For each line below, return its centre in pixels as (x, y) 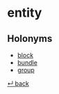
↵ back (18, 84)
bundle (27, 63)
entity (25, 13)
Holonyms (30, 39)
